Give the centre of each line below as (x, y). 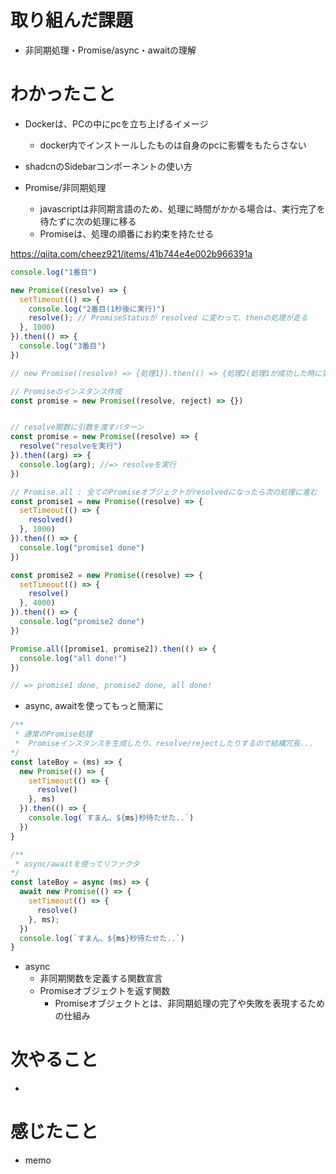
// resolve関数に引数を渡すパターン (77, 427)
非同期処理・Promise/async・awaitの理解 (110, 50)
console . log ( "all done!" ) (73, 658)
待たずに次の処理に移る (88, 221)
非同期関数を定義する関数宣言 (101, 978)
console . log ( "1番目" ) (54, 272)
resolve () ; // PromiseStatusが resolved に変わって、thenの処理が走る (168, 318)
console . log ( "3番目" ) (63, 346)
